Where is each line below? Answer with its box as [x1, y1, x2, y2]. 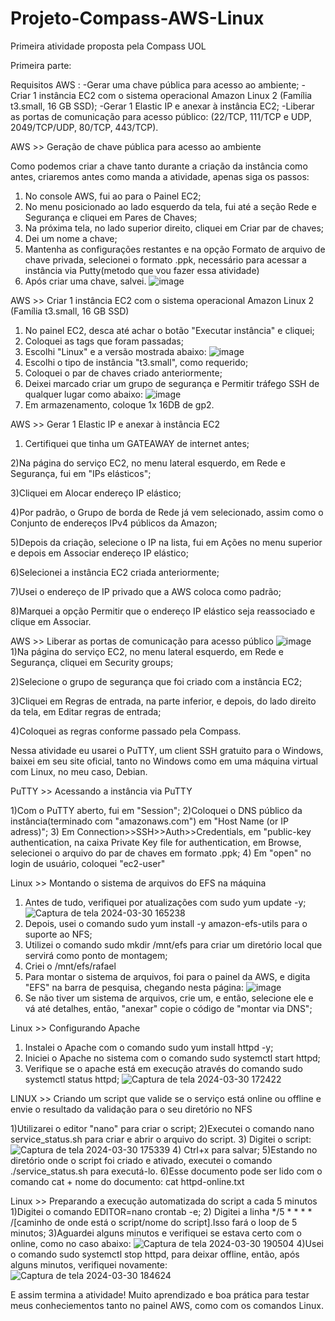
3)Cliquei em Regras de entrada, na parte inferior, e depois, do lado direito [10, 695, 317, 707]
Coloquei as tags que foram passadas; [24, 335, 184, 347]
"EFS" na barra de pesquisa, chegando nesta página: [24, 981, 244, 993]
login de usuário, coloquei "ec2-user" [10, 857, 166, 869]
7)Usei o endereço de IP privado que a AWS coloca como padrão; [10, 585, 282, 597]
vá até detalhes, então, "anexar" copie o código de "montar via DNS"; [24, 1002, 313, 1014]
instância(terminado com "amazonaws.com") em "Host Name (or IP [10, 815, 289, 827]
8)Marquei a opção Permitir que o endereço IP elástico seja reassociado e [10, 605, 316, 617]
